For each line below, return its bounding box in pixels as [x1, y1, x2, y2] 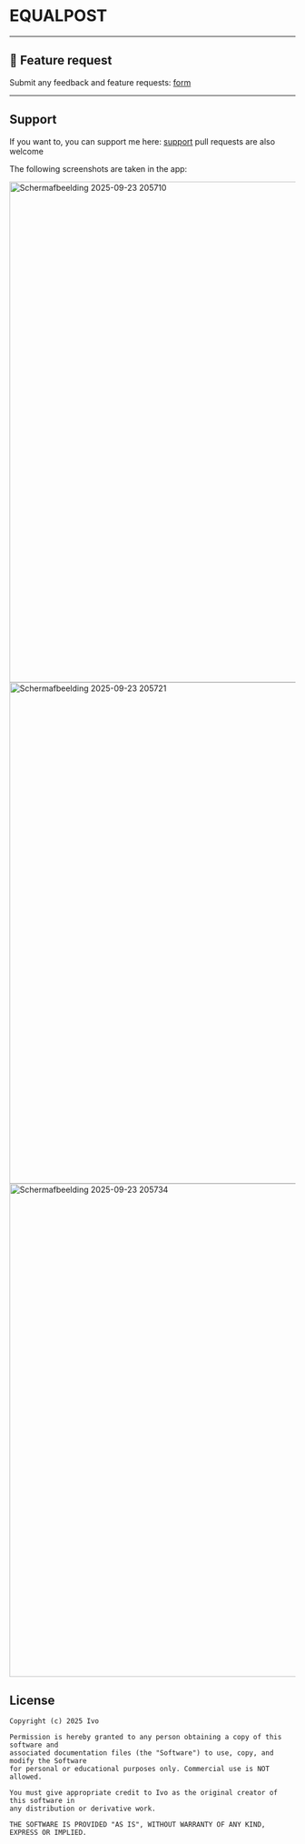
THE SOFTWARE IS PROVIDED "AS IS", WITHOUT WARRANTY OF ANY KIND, [9, 1820, 266, 1829]
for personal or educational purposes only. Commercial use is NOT [9, 1765, 271, 1774]
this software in [9, 1797, 75, 1806]
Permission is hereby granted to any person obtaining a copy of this [9, 1733, 282, 1742]
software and [9, 1740, 59, 1750]
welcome [9, 145, 44, 156]
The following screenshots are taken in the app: [9, 163, 188, 174]
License [9, 1692, 55, 1708]
